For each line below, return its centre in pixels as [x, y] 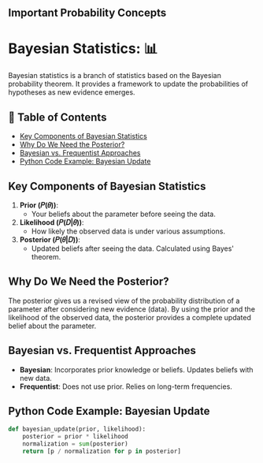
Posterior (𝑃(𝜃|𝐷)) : [50, 239]
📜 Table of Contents [57, 117]
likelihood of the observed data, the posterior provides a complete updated [130, 317]
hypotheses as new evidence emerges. [72, 92]
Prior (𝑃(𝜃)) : [39, 205]
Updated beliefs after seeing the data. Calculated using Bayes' [133, 248]
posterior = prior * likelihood [75, 437]
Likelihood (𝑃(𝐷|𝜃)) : [52, 222]
